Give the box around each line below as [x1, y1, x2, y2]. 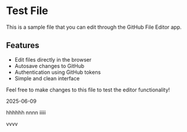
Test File [6, 4, 49, 18]
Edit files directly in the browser [14, 56, 92, 63]
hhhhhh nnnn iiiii [6, 109, 46, 116]
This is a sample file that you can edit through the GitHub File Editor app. [6, 23, 182, 31]
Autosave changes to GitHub [14, 62, 85, 69]
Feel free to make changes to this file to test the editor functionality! [6, 86, 171, 93]
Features [6, 40, 39, 50]
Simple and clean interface [14, 75, 80, 82]
